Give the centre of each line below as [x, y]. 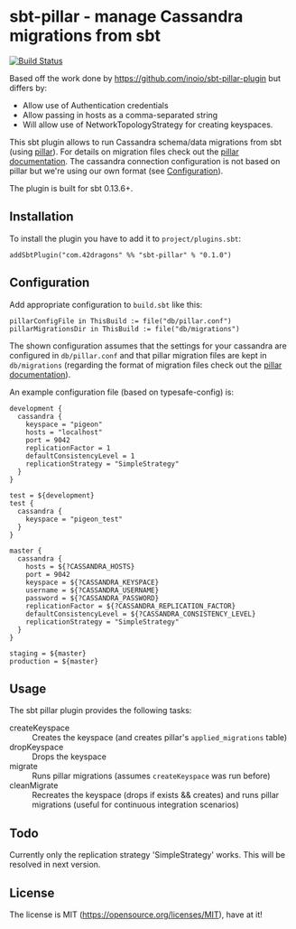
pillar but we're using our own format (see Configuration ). [116, 171]
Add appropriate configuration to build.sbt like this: [106, 304]
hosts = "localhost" [64, 432]
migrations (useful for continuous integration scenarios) [135, 804]
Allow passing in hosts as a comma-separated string [120, 115]
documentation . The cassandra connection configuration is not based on [145, 161]
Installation [42, 217]
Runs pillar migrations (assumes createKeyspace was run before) [151, 776]
